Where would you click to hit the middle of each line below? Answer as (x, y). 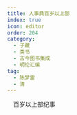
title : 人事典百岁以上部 (38, 13)
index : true (24, 20)
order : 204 (23, 33)
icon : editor (26, 26)
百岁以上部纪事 (34, 105)
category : (21, 39)
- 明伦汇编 (27, 65)
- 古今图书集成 (32, 59)
